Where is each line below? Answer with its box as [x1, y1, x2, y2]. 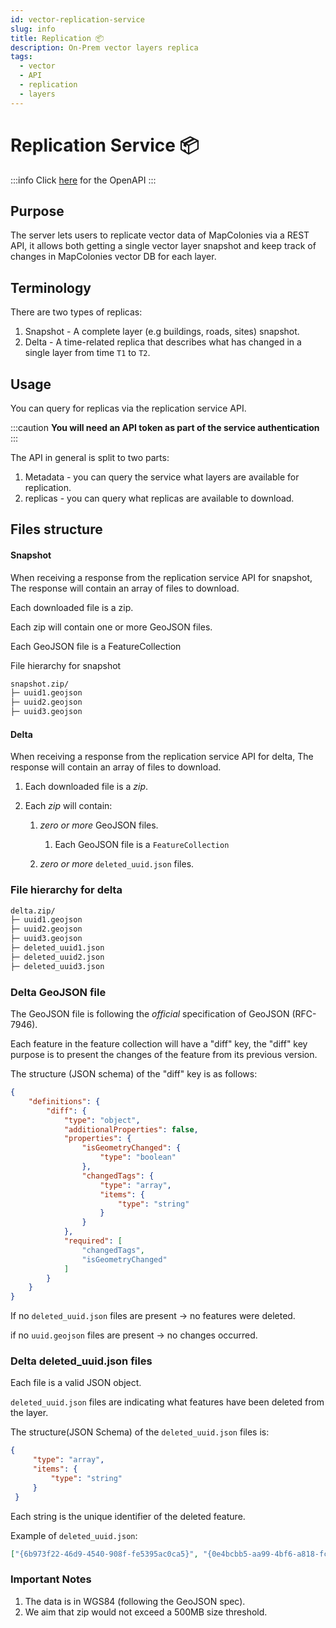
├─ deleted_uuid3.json [10, 961, 105, 971]
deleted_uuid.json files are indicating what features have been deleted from [10, 1396, 325, 1408]
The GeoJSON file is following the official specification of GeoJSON [10, 1008, 290, 1020]
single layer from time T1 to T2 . [24, 347, 151, 359]
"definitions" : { [28, 1096, 101, 1106]
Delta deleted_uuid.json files [10, 1354, 153, 1368]
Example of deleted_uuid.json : [10, 1529, 138, 1541]
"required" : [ [63, 1236, 123, 1246]
